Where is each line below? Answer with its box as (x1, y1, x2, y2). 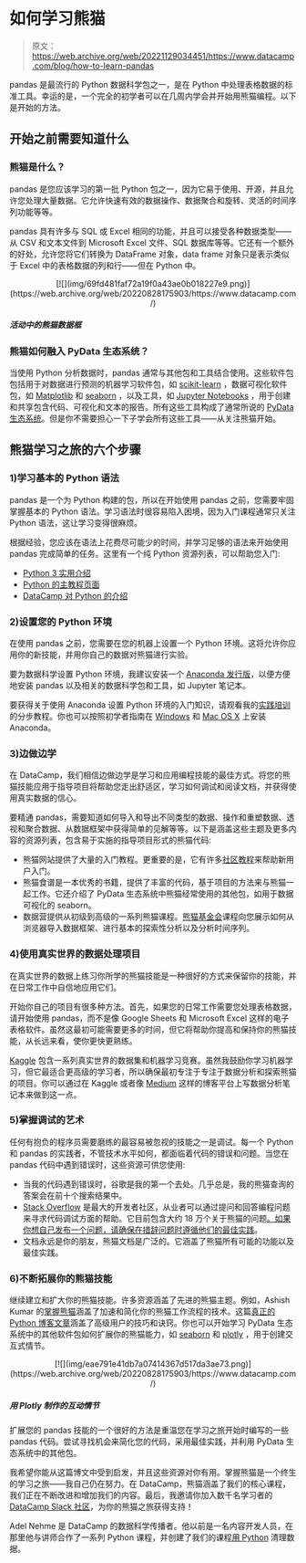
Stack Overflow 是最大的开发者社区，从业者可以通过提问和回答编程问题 (22, 1201, 291, 1212)
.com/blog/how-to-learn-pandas (31, 60, 155, 71)
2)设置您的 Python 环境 (9, 615, 112, 628)
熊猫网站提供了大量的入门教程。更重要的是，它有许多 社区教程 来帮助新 (22, 855, 287, 865)
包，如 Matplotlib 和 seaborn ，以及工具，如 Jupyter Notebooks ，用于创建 (9, 390, 291, 401)
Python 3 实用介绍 (22, 567, 91, 578)
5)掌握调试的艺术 (9, 1114, 85, 1127)
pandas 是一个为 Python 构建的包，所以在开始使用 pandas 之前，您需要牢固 (9, 494, 294, 505)
